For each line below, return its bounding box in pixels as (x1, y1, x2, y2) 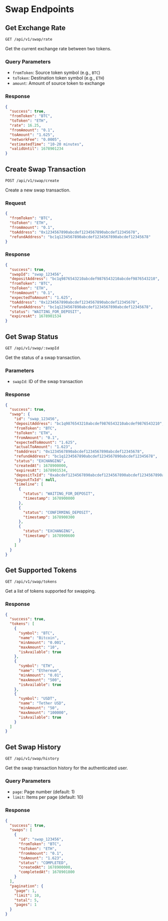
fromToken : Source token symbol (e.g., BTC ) (12, 69, 100, 76)
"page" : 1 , (14, 888, 37, 893)
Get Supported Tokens (5, 566, 77, 574)
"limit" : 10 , (14, 893, 41, 898)
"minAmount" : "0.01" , (18, 673, 64, 678)
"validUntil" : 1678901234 (9, 146, 64, 151)
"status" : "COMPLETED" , (18, 860, 68, 865)
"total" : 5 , (14, 897, 39, 903)
